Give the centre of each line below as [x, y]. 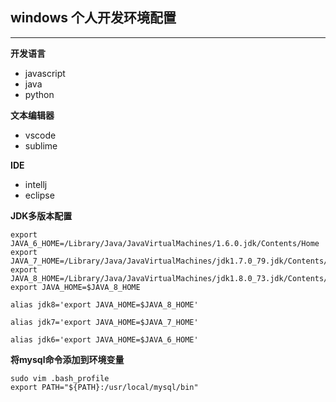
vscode [40, 135]
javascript [45, 73]
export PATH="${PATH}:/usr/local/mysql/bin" [104, 387]
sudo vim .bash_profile [60, 378]
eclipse [39, 195]
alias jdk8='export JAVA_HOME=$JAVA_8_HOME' [104, 304]
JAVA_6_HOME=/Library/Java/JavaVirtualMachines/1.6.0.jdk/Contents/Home [165, 243]
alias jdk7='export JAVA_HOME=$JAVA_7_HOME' [104, 322]
